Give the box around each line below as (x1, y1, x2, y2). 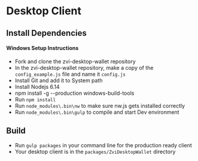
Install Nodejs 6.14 (14, 83, 60, 90)
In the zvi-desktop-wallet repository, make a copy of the (14, 64, 154, 71)
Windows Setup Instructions (6, 45, 79, 52)
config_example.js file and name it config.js (14, 70, 126, 78)
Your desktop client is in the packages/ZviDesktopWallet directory (14, 148, 176, 155)
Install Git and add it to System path (14, 76, 103, 84)
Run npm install (14, 95, 56, 103)
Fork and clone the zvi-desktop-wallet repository (14, 58, 136, 65)
